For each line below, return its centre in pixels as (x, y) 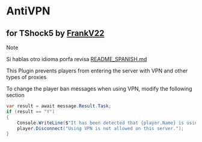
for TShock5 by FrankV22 (55, 33)
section (16, 95)
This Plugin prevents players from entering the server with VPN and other (97, 71)
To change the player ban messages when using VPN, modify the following (99, 89)
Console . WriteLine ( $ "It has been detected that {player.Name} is (101, 123)
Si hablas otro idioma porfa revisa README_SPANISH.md (77, 59)
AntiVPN (28, 11)
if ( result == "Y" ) (31, 111)
